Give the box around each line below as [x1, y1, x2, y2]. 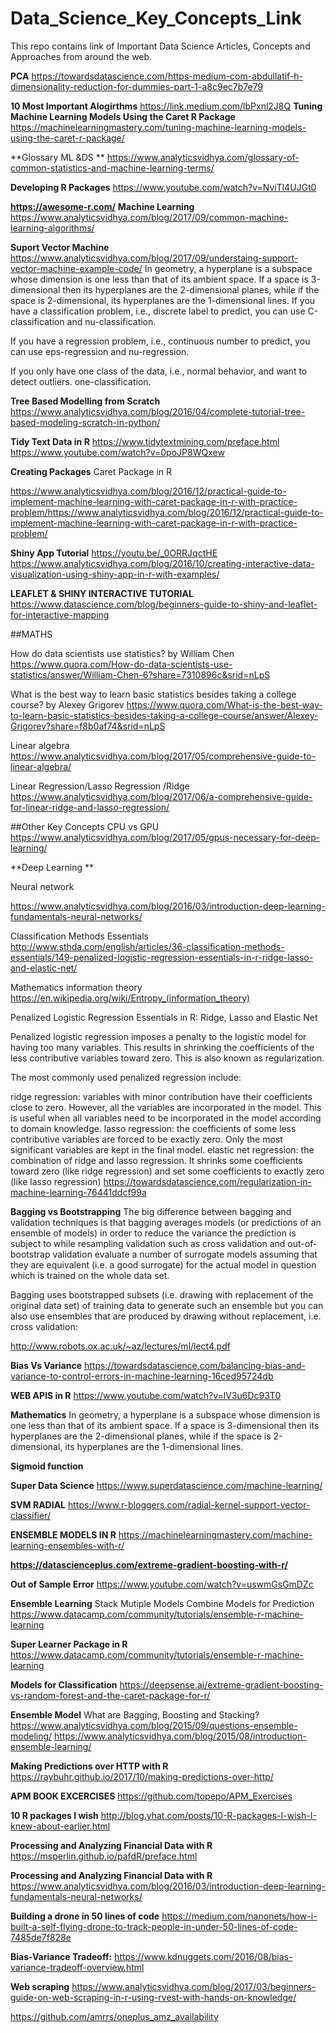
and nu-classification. [66, 315, 157, 327]
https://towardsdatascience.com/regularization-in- [103, 1175, 312, 1187]
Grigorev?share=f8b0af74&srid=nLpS [10, 720, 166, 732]
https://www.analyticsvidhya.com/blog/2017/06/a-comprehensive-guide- [10, 790, 313, 802]
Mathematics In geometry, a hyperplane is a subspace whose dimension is [10, 1408, 321, 1421]
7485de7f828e [10, 1931, 72, 1943]
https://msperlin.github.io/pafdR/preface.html [10, 1850, 198, 1862]
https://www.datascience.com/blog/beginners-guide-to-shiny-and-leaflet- [10, 598, 318, 610]
